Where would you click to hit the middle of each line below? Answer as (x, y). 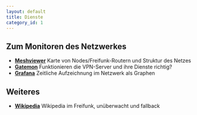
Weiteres (23, 92)
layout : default (26, 11)
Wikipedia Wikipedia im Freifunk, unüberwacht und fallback (87, 106)
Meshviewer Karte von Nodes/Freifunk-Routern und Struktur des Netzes (103, 61)
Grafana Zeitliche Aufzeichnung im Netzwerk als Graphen (85, 73)
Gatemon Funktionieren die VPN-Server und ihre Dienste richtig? (93, 67)
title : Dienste (25, 17)
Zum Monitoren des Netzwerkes (66, 46)
